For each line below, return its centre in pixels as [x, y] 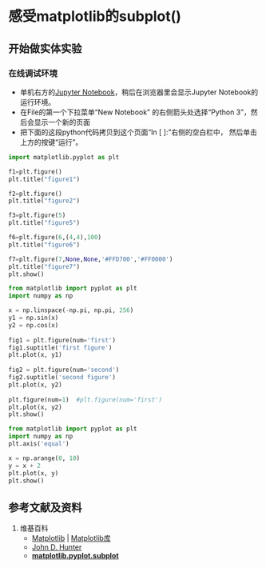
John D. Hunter [57, 547]
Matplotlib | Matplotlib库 [71, 538]
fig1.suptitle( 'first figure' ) [60, 348]
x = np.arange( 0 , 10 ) [44, 458]
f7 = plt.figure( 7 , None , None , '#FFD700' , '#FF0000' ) [91, 259]
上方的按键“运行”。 [51, 142]
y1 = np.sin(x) [34, 318]
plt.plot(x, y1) [35, 355]
